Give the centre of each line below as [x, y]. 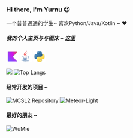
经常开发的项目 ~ [27, 87]
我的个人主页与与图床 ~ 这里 [41, 38]
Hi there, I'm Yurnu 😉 [38, 10]
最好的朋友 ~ [22, 115]
